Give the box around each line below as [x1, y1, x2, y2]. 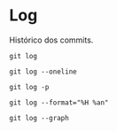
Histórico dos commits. [9, 35, 94, 45]
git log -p [9, 82, 50, 91]
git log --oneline [9, 67, 77, 76]
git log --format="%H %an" [9, 98, 109, 107]
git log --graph [9, 113, 69, 122]
